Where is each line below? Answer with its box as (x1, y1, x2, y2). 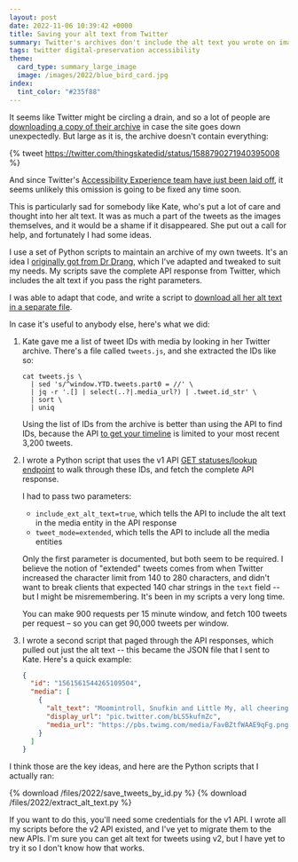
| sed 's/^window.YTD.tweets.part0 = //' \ (30, 379, 193, 389)
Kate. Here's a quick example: (21, 653, 132, 664)
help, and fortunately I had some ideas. (9, 229, 153, 240)
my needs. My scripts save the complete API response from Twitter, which (9, 265, 281, 276)
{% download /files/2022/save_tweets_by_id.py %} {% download (9, 787, 247, 799)
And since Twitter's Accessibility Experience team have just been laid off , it (9, 174, 284, 185)
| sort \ (30, 395, 63, 404)
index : (9, 79, 34, 88)
